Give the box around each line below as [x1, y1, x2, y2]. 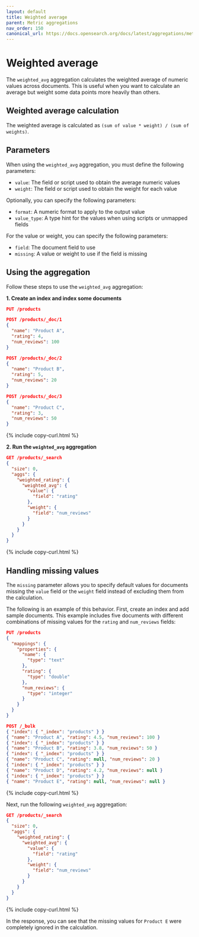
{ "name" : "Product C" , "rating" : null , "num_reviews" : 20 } [6, 756, 161, 762]
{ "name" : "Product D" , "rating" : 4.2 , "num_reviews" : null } [6, 767, 163, 773]
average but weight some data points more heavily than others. [6, 89, 161, 96]
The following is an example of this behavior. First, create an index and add [6, 605, 190, 613]
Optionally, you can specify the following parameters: [6, 197, 136, 204]
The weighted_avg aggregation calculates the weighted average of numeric [6, 76, 188, 83]
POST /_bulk [6, 723, 36, 729]
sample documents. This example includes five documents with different [6, 611, 184, 619]
